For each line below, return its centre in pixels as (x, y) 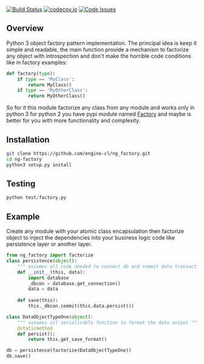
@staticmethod (35, 328)
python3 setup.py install (39, 165)
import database (49, 278)
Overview (25, 28)
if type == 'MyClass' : (46, 79)
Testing (21, 184)
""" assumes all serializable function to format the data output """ (108, 322)
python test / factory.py (36, 198)
